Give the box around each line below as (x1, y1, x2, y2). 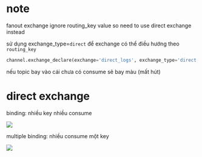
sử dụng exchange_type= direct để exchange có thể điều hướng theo (6, 40, 180, 47)
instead (6, 28, 25, 35)
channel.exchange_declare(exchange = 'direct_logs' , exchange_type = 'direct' (6, 57, 200, 63)
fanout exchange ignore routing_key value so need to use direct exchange (6, 22, 192, 29)
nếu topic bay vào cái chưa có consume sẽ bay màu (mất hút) (6, 68, 161, 75)
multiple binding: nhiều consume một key (6, 132, 109, 139)
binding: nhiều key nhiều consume (6, 109, 92, 116)
